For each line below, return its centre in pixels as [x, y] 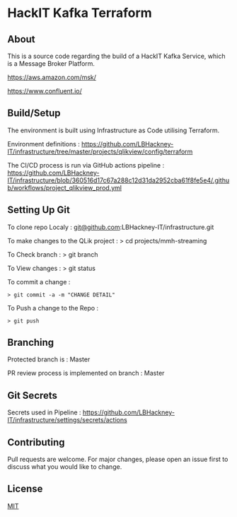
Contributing [36, 442]
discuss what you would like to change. [65, 467]
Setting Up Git [39, 210]
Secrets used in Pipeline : [44, 412]
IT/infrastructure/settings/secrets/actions [67, 420]
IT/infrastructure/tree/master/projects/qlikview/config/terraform [100, 151]
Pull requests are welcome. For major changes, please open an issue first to [118, 459]
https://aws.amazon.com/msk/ [52, 77]
